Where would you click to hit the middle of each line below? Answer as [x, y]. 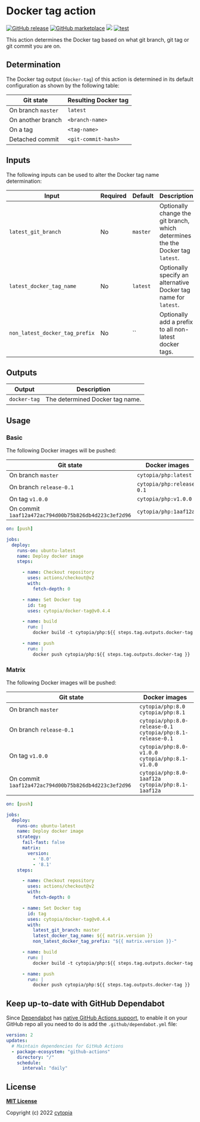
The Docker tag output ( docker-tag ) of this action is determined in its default [100, 79]
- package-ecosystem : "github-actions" [61, 1052]
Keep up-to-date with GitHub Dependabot [85, 1003]
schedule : [29, 1063]
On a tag [21, 129]
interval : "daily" [45, 1068]
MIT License [22, 1101]
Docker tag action [51, 11]
